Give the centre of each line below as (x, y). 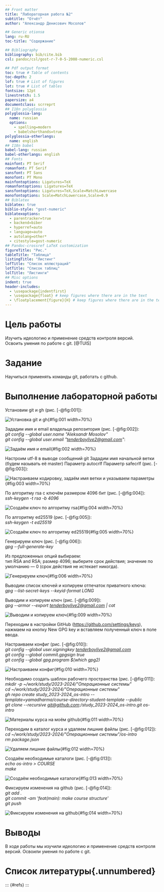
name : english (24, 141)
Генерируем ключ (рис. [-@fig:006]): (43, 541)
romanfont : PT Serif (26, 168)
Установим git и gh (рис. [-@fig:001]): (44, 410)
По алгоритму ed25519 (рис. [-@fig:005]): (48, 517)
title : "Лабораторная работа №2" (39, 14)
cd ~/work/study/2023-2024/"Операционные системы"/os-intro (71, 734)
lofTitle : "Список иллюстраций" (38, 264)
